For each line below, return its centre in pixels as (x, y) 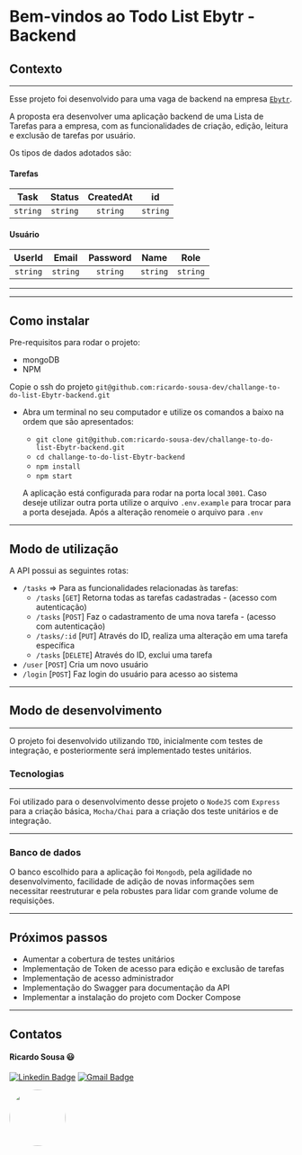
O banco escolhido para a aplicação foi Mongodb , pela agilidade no (131, 872)
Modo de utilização (64, 549)
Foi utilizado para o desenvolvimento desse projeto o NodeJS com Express (145, 801)
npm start (54, 477)
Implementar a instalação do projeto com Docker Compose (131, 998)
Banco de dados (45, 853)
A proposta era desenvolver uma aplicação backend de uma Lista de (137, 116)
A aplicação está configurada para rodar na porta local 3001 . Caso (144, 493)
